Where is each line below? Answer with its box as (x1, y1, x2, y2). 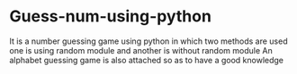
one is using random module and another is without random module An (9, 45, 273, 55)
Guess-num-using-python (9, 6, 211, 27)
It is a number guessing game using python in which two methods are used (9, 36, 288, 46)
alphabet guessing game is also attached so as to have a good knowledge (9, 54, 284, 65)
